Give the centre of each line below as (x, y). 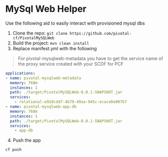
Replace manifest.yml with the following (55, 48)
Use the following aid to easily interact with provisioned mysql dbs (75, 23)
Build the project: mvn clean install (51, 43)
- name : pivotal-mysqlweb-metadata (43, 78)
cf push (14, 150)
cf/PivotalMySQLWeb (34, 38)
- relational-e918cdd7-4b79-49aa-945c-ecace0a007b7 (71, 102)
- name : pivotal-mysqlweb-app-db (41, 107)
